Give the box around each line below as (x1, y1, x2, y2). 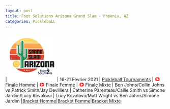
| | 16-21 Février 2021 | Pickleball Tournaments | (5, 77, 154, 83)
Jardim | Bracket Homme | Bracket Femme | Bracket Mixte (5, 98, 121, 104)
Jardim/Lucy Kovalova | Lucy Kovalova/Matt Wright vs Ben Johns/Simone (5, 93, 159, 99)
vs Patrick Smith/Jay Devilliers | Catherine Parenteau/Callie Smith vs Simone (5, 87, 165, 93)
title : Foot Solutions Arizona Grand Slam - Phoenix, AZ (5, 13, 129, 19)
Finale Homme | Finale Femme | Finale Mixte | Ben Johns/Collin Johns (5, 82, 165, 88)
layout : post (5, 8, 33, 13)
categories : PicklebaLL (5, 19, 56, 24)
